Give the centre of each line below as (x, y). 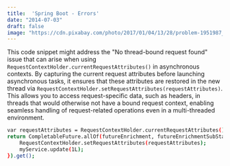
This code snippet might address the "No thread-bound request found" (107, 52)
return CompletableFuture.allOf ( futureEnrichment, (81, 137)
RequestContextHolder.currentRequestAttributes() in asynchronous (103, 67)
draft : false (26, 26)
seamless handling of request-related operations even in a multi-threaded (111, 110)
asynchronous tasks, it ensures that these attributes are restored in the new (114, 81)
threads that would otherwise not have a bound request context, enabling (111, 103)
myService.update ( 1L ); (52, 149)
